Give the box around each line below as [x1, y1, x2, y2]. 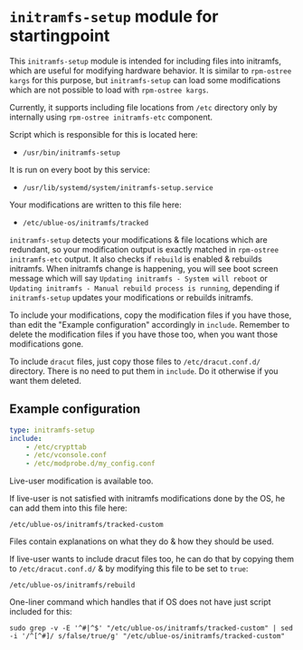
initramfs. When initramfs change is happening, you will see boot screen [9, 263, 279, 273]
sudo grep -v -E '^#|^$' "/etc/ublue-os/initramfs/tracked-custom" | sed [9, 624, 294, 633]
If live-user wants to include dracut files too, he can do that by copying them [9, 554, 295, 565]
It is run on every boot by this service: [9, 164, 151, 175]
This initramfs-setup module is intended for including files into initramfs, [9, 55, 282, 66]
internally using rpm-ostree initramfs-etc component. [9, 111, 213, 122]
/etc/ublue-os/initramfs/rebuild [9, 581, 136, 590]
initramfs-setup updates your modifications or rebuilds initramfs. [9, 292, 253, 302]
